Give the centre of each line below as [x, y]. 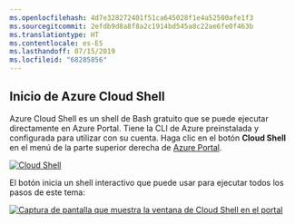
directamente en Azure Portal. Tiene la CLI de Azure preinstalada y [134, 128]
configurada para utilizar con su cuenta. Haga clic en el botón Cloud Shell [148, 138]
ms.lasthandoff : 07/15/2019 [63, 52]
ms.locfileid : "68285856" [58, 60]
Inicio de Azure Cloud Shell [87, 97]
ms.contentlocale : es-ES [56, 43]
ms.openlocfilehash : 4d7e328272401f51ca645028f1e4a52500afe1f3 [132, 18]
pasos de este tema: [48, 192]
